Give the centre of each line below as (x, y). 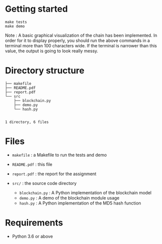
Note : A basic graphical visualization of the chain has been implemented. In (81, 35)
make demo (15, 26)
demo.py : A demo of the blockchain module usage (69, 198)
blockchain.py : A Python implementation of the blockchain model (85, 193)
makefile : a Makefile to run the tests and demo (59, 155)
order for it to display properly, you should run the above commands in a (77, 41)
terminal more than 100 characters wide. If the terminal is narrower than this (81, 45)
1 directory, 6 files (27, 122)
